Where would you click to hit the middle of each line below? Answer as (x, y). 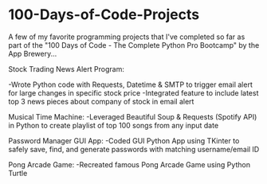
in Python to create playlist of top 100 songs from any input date (114, 125)
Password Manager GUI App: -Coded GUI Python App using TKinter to (124, 140)
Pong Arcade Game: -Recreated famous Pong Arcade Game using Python (130, 164)
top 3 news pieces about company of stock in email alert (101, 101)
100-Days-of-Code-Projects (104, 15)
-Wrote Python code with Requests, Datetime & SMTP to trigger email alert (130, 84)
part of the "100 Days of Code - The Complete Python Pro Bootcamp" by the (134, 45)
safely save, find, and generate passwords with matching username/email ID (134, 149)
